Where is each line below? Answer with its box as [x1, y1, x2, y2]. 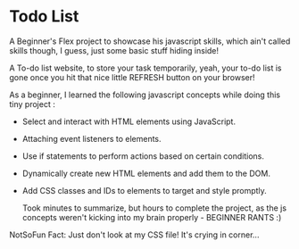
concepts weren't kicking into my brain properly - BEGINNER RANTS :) [21, 212, 282, 222]
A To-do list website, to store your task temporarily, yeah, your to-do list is [9, 62, 282, 73]
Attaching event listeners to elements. [21, 133, 162, 144]
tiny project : [9, 98, 55, 109]
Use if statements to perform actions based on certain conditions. [21, 150, 265, 162]
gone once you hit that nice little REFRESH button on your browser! [9, 71, 255, 82]
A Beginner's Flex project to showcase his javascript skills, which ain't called [9, 36, 291, 46]
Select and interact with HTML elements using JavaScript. [21, 116, 237, 127]
